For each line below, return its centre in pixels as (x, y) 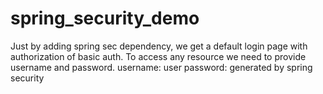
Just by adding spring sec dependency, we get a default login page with (159, 46)
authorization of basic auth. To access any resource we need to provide (158, 56)
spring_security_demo (105, 18)
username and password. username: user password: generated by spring (161, 67)
